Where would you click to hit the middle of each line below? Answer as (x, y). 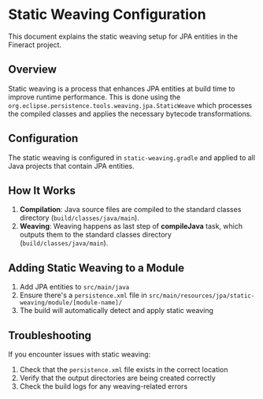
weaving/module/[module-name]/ (71, 303)
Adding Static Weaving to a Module (96, 268)
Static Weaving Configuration (107, 15)
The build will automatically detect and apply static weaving (117, 311)
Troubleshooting (50, 336)
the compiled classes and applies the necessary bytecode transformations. (130, 114)
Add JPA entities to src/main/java (74, 287)
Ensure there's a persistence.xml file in (83, 295)
